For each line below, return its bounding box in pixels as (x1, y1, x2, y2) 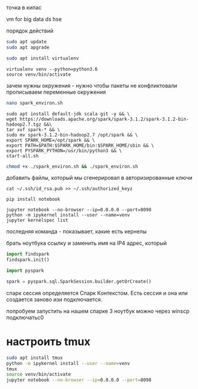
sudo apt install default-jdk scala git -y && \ (6, 111, 130, 117)
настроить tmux (6, 335, 91, 349)
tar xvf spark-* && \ (6, 126, 61, 133)
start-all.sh (6, 153, 39, 159)
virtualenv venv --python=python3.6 (6, 66, 98, 72)
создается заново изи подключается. (6, 296, 103, 303)
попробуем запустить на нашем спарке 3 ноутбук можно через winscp (6, 307, 190, 314)
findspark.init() (6, 257, 50, 263)
